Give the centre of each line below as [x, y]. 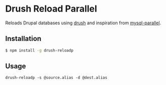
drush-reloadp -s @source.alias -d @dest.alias [56, 78]
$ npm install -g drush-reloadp [39, 50]
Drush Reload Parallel [51, 9]
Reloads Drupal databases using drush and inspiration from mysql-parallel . [83, 23]
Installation [23, 39]
